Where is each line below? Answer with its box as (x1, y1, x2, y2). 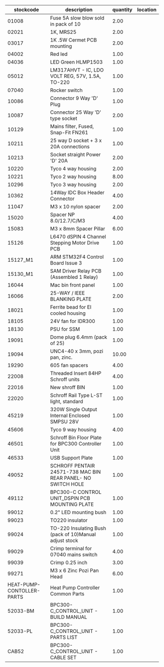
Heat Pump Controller (50, 584, 100, 591)
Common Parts (50, 591, 84, 597)
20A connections (50, 143, 90, 150)
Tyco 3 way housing (50, 181, 97, 188)
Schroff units (50, 376, 80, 383)
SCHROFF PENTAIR (50, 463, 95, 469)
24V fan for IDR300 (50, 318, 95, 324)
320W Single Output (50, 406, 98, 413)
